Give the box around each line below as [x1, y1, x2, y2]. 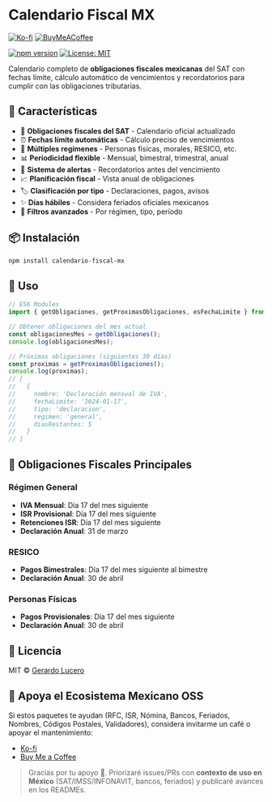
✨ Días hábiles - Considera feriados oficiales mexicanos [19, 197, 209, 207]
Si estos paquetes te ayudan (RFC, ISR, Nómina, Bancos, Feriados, [8, 710, 231, 720]
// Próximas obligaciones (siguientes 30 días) [8, 352, 172, 360]
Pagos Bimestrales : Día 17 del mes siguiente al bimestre [19, 565, 208, 574]
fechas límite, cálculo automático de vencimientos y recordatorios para [8, 72, 245, 82]
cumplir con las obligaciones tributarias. [8, 81, 142, 91]
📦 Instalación [8, 231, 80, 245]
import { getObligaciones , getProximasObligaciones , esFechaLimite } [8, 308, 249, 317]
